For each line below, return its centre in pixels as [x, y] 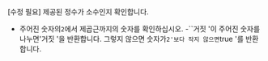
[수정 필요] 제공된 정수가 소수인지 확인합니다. [78, 12]
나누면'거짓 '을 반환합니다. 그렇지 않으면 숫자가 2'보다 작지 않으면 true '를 [132, 39]
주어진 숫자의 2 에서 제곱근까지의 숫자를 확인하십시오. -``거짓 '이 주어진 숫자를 [140, 29]
